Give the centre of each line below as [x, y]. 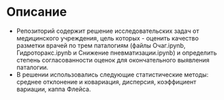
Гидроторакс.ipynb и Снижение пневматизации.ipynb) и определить [116, 53]
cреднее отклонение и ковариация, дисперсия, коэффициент [106, 82]
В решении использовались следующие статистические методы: [112, 74]
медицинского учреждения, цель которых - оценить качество [108, 38]
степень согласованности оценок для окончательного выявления [113, 60]
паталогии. [32, 67]
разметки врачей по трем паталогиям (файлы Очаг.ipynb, [101, 45]
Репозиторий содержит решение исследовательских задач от [108, 31]
